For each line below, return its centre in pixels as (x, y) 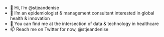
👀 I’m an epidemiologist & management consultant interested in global (82, 13)
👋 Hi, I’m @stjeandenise (34, 8)
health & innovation (30, 18)
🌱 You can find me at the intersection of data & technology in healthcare (84, 23)
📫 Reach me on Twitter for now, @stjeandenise (59, 29)
